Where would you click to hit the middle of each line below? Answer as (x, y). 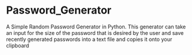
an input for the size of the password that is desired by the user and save (95, 33)
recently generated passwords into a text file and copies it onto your (89, 39)
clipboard (18, 46)
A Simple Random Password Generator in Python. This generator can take (96, 27)
